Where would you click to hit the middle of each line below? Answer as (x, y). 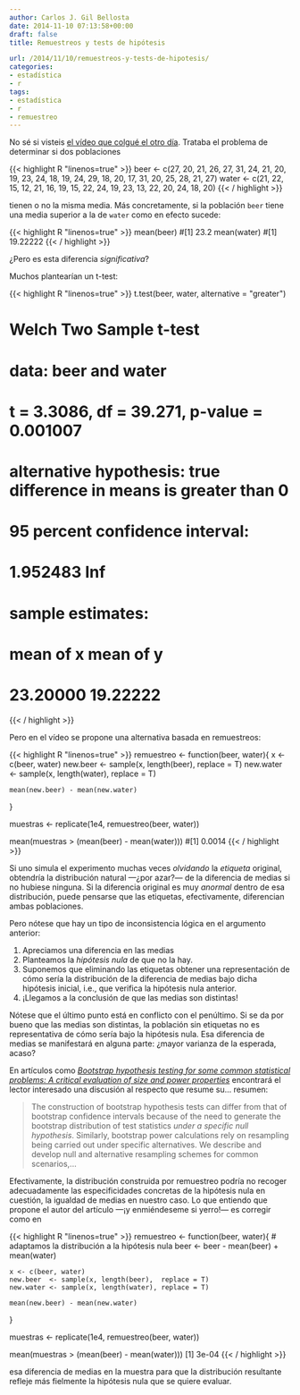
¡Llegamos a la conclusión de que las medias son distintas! (130, 997)
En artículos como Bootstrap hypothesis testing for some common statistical (150, 1070)
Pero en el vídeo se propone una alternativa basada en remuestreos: (135, 737)
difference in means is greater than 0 (149, 490)
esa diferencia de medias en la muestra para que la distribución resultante (146, 1371)
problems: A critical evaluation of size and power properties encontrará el (145, 1079)
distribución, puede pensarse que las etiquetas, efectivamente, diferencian (147, 896)
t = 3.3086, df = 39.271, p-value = (136, 411)
